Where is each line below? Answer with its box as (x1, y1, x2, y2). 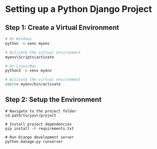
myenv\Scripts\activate (5, 55, 54, 60)
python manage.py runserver (5, 139, 63, 144)
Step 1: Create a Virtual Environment (5, 23, 119, 32)
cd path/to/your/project (5, 113, 56, 118)
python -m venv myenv (5, 41, 50, 46)
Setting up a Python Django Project (5, 3, 152, 15)
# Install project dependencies (5, 122, 72, 127)
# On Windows (5, 36, 32, 41)
